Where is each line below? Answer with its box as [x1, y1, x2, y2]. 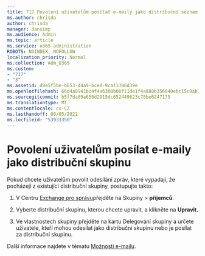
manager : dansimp [7, 26, 51, 32]
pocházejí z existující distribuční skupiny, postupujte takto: [7, 182, 153, 190]
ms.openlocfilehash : [7, 88, 60, 94]
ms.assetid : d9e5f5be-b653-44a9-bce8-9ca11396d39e [7, 83, 138, 89]
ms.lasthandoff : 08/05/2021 [7, 111, 78, 117]
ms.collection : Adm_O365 [7, 60, 70, 66]
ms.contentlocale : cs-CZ [7, 105, 70, 112]
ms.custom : [7, 65, 35, 72]
